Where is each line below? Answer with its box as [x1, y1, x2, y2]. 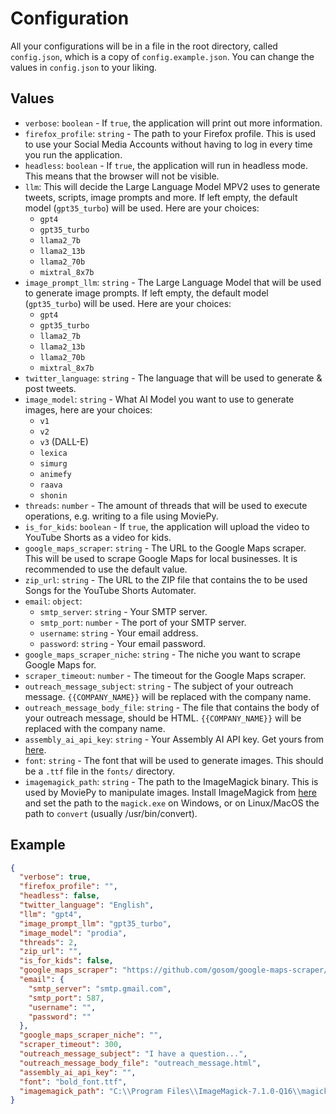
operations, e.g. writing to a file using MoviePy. [24, 510, 219, 522]
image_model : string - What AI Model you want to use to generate [24, 393, 295, 405]
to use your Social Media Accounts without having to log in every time [24, 138, 313, 150]
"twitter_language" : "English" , [19, 900, 155, 911]
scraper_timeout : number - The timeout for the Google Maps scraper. [24, 669, 307, 681]
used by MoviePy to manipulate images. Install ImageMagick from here [24, 786, 317, 798]
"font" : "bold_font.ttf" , [19, 1077, 128, 1087]
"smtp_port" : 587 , [28, 993, 105, 1003]
